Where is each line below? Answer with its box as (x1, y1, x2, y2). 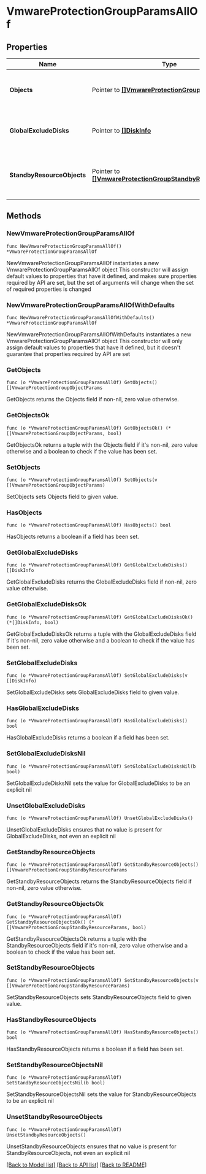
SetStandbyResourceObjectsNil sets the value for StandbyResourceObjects (6, 1091, 197, 1098)
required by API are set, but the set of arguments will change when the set (6, 279, 194, 286)
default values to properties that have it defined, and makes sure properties (6, 272, 197, 280)
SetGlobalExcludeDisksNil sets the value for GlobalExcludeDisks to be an (6, 779, 191, 787)
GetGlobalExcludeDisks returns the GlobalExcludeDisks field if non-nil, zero (6, 578, 197, 585)
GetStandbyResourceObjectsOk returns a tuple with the (6, 935, 147, 943)
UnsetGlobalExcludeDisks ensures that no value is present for (6, 825, 162, 833)
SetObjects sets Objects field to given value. (6, 493, 118, 500)
